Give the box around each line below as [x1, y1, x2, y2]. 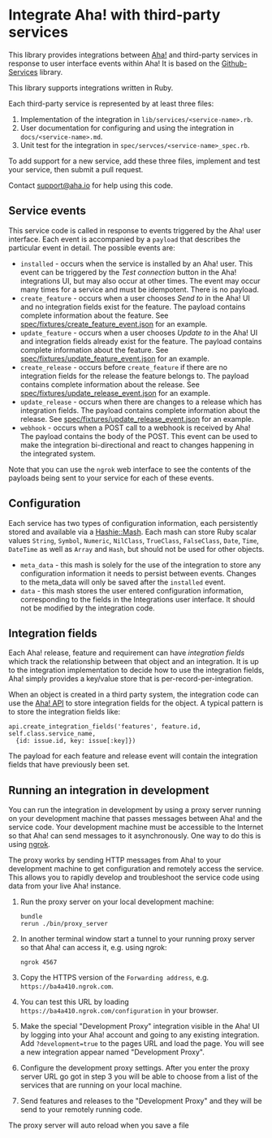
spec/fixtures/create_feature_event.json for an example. [19, 319, 208, 328]
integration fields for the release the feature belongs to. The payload [19, 371, 249, 380]
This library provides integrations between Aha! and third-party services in [8, 50, 258, 59]
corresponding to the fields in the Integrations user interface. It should [19, 594, 256, 604]
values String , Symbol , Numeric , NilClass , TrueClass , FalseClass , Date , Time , [8, 535, 260, 545]
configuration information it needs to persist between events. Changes [19, 568, 257, 578]
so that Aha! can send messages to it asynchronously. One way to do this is [8, 831, 261, 840]
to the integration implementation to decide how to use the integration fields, [8, 665, 265, 675]
